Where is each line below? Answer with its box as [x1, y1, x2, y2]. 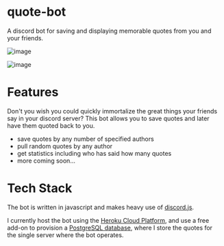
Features [7, 85, 59, 100]
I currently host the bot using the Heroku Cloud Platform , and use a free [7, 216, 210, 224]
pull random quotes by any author [16, 141, 113, 150]
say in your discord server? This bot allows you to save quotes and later [7, 114, 210, 122]
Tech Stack [7, 180, 73, 196]
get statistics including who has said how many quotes [16, 149, 172, 157]
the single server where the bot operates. [7, 230, 124, 239]
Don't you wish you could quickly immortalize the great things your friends [7, 107, 218, 115]
